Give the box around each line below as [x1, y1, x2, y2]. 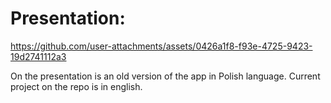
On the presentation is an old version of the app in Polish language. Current [10, 70, 321, 82]
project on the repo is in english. [10, 80, 143, 92]
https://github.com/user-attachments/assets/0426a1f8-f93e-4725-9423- [10, 40, 313, 52]
